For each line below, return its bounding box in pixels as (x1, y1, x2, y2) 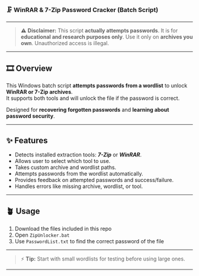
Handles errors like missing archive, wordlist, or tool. (14, 183, 143, 190)
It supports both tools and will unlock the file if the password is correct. (6, 95, 180, 102)
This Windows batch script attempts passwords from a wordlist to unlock (6, 82, 188, 89)
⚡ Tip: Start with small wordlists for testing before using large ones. (20, 255, 185, 262)
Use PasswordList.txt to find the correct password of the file (14, 237, 164, 244)
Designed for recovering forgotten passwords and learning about (6, 106, 169, 114)
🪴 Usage (6, 206, 40, 217)
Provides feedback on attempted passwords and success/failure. (14, 176, 174, 183)
